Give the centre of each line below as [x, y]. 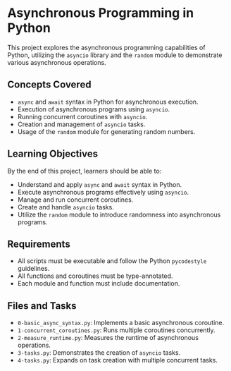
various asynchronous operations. [57, 62]
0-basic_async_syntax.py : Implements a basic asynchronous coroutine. [121, 323]
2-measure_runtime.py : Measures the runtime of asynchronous [108, 338]
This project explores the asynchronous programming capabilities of [106, 47]
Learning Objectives [53, 154]
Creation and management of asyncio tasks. [81, 124]
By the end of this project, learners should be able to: [85, 171]
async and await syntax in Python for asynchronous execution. [108, 102]
